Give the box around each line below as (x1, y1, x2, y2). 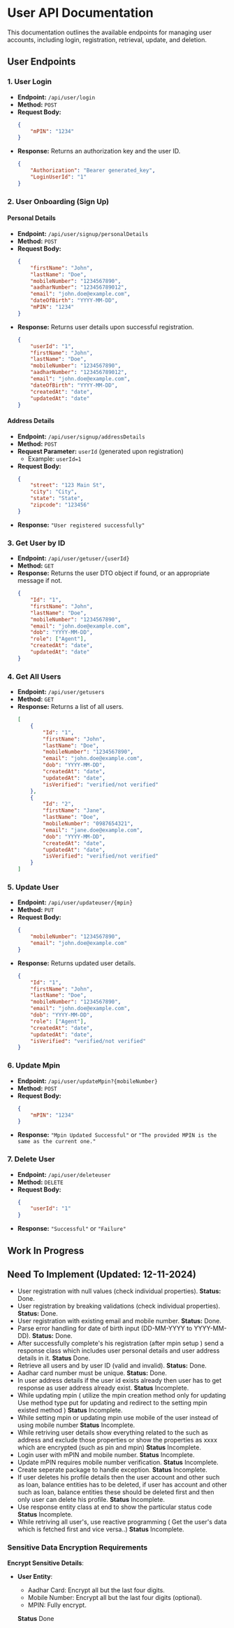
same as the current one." (17, 1138, 96, 1145)
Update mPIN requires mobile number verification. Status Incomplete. (17, 1458, 219, 1467)
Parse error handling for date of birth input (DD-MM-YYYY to (17, 1324, 193, 1332)
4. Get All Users (7, 671, 61, 681)
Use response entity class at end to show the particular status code (17, 1503, 212, 1511)
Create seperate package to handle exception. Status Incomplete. (17, 1465, 207, 1474)
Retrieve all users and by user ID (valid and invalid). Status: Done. (17, 1361, 207, 1370)
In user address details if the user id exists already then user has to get (17, 1377, 222, 1385)
